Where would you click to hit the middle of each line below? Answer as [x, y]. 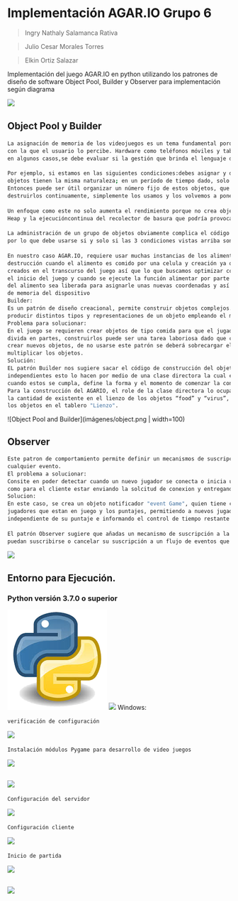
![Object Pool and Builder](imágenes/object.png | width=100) [96, 419]
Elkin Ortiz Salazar [51, 60]
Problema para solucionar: [47, 323]
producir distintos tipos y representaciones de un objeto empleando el [117, 315]
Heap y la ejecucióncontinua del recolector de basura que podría [107, 218]
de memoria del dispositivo [49, 293]
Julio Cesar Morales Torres [64, 46]
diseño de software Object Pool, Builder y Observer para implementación [114, 81]
